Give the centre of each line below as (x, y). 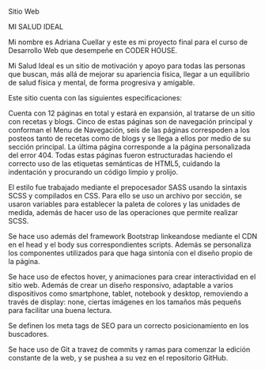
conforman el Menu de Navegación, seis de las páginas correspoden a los (129, 130)
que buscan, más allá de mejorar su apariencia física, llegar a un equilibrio (129, 74)
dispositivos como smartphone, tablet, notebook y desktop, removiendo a (129, 293)
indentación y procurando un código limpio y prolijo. (93, 172)
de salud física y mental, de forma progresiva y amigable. (102, 83)
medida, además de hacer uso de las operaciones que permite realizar (123, 212)
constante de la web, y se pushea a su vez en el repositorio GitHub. (118, 358)
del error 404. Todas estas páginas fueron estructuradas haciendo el (121, 155)
